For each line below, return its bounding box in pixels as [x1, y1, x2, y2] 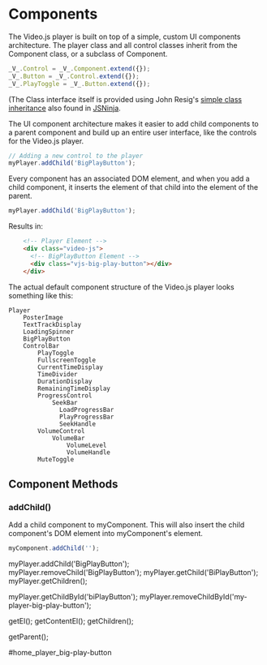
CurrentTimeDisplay [37, 363, 104, 371]
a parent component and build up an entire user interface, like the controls [8, 127, 257, 137]
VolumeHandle [66, 448, 111, 457]
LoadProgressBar [59, 405, 114, 414]
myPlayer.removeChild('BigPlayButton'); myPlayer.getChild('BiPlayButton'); [8, 568, 259, 577]
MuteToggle [37, 455, 75, 463]
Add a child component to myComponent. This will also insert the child [8, 520, 245, 530]
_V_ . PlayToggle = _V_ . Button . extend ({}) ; [8, 79, 151, 88]
